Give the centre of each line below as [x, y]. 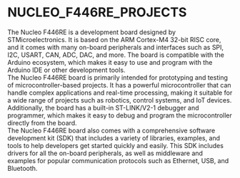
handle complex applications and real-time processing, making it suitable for [120, 93]
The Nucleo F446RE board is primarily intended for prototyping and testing [118, 77]
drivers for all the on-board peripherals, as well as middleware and [105, 153]
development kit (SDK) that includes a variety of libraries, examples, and [114, 138]
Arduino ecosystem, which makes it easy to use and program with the [110, 62]
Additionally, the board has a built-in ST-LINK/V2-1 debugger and [103, 108]
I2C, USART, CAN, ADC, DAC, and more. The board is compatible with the [116, 55]
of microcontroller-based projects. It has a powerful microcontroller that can [119, 85]
